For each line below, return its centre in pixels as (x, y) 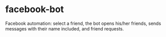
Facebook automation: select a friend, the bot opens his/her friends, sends (83, 23)
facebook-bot (35, 9)
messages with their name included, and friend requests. (65, 28)
